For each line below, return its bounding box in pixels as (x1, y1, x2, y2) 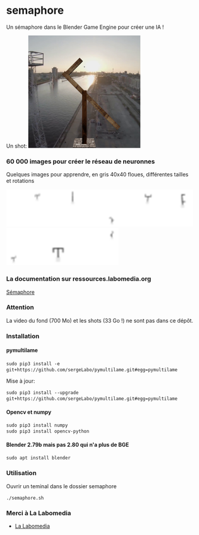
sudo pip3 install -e (6, 360, 60, 366)
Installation (6, 332, 40, 340)
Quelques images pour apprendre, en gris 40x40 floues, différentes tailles (6, 171, 189, 178)
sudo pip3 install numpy (6, 422, 68, 429)
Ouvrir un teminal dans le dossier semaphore (6, 482, 117, 489)
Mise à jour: (6, 377, 35, 384)
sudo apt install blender (6, 455, 71, 461)
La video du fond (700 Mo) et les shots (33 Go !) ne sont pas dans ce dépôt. (6, 317, 194, 324)
